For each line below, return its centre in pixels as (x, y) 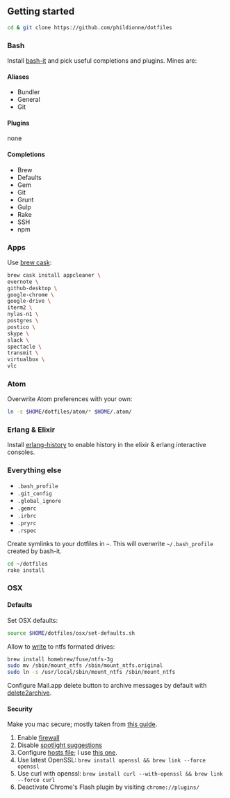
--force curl (36, 781)
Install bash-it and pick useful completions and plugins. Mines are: (102, 60)
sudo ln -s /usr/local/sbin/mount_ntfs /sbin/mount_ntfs (91, 672)
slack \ (18, 340)
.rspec (27, 530)
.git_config (34, 494)
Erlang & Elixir (31, 430)
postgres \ (23, 321)
